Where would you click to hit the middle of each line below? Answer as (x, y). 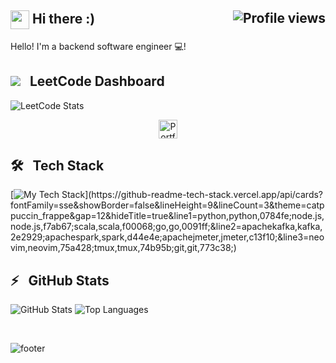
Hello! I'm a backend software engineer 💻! (98, 46)
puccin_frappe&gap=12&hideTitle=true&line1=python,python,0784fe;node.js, (167, 216)
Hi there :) (63, 19)
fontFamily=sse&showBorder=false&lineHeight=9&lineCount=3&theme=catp (167, 205)
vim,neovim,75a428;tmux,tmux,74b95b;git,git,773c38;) (123, 248)
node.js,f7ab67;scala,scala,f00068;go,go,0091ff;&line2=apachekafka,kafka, (166, 227)
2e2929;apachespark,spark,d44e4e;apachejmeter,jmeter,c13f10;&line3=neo (167, 237)
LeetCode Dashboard (97, 81)
